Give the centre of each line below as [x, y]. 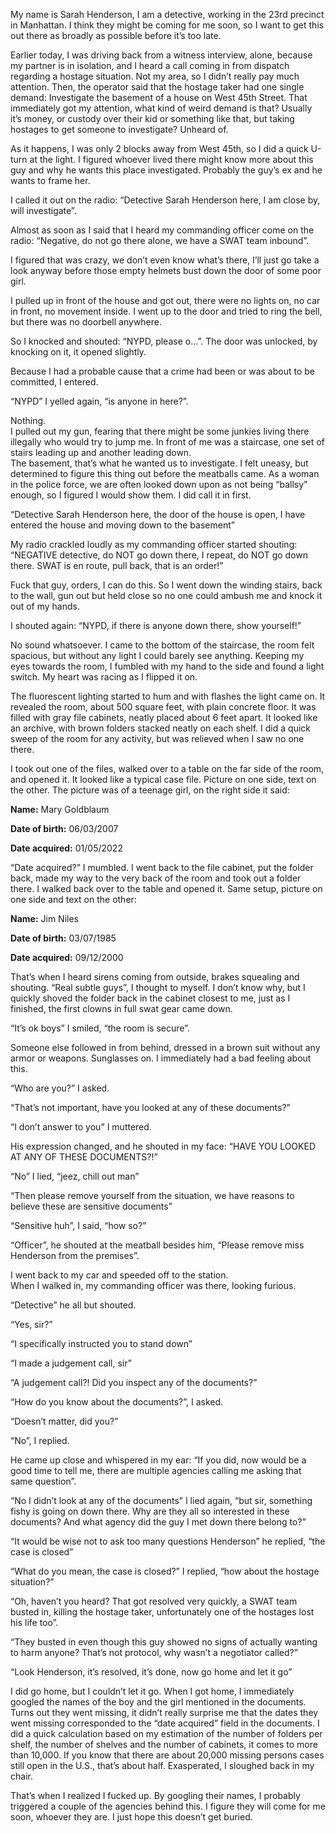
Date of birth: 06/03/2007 [64, 828]
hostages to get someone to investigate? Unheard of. [119, 129]
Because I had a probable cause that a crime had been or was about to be [162, 371]
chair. [21, 1776]
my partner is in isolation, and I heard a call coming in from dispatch [150, 65]
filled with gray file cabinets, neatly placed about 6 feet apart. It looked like [164, 717]
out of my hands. [45, 606]
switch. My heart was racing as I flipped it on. [104, 677]
